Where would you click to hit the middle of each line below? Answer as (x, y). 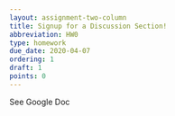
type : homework (38, 43)
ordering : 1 (32, 59)
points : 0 (28, 76)
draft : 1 (26, 68)
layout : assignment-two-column (68, 18)
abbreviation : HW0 (44, 34)
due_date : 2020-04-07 (50, 51)
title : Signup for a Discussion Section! (88, 26)
